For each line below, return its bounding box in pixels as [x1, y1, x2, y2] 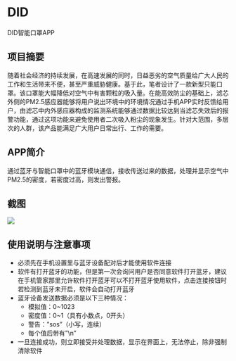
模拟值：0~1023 [27, 303, 75, 311]
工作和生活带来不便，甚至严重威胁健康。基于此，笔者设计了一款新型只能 [7, 80, 216, 88]
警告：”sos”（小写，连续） [27, 320, 106, 329]
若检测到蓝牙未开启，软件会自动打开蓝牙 [17, 285, 135, 293]
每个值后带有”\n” [27, 329, 77, 338]
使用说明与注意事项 [7, 239, 91, 251]
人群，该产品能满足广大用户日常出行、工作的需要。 [19, 124, 167, 132]
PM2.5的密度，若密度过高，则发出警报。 [7, 175, 125, 184]
